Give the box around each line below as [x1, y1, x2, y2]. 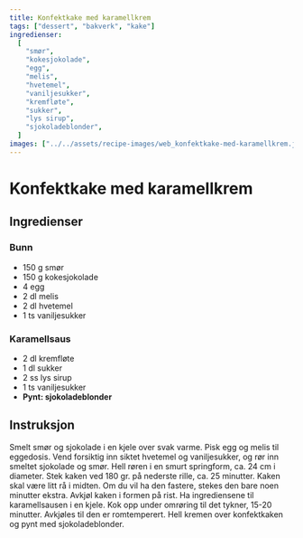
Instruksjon [9, 418, 75, 433]
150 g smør [22, 261, 65, 272]
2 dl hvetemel [22, 300, 74, 311]
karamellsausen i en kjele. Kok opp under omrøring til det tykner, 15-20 [9, 499, 272, 510]
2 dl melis [22, 290, 59, 301]
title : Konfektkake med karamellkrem [9, 13, 151, 23]
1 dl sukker [22, 363, 63, 373]
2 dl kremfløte [22, 353, 75, 363]
